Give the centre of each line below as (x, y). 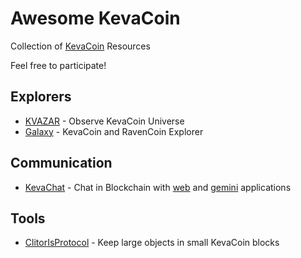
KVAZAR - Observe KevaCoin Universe (104, 121)
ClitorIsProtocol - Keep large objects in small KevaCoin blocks (152, 243)
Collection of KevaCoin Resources (80, 46)
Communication (61, 163)
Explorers (41, 97)
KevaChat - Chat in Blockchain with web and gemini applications (158, 187)
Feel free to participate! (58, 65)
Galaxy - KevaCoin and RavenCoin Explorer (114, 131)
